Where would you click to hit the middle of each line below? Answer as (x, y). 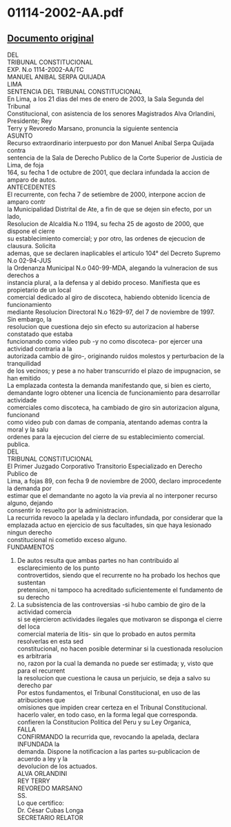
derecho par (35, 685)
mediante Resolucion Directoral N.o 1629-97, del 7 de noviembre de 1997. (111, 312)
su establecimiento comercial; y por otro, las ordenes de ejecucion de (106, 239)
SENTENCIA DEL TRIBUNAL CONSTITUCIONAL (75, 92)
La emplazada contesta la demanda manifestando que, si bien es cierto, (109, 385)
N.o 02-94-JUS (29, 260)
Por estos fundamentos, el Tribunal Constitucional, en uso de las (109, 693)
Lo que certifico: (40, 803)
